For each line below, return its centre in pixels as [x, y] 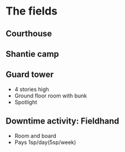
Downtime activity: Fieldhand [62, 121]
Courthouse [29, 34]
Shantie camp [32, 54]
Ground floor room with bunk [51, 96]
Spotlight [26, 102]
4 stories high [32, 89]
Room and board [35, 136]
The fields [32, 11]
